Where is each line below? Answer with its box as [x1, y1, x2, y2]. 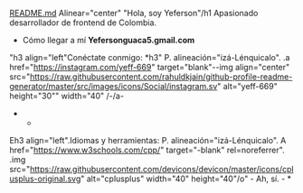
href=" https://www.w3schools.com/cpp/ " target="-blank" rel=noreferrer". [9, 144, 285, 155]
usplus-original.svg [9, 173, 81, 184]
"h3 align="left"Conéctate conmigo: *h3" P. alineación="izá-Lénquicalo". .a [9, 52, 290, 62]
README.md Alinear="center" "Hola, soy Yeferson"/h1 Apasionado [9, 8, 259, 18]
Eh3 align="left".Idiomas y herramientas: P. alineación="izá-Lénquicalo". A [9, 135, 287, 145]
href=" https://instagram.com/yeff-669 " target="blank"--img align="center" [9, 62, 290, 72]
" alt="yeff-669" [216, 81, 278, 91]
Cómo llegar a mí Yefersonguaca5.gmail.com [22, 35, 195, 45]
